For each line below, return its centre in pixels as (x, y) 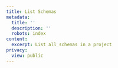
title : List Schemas (32, 12)
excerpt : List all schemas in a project (62, 45)
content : (17, 39)
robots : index (29, 34)
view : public (27, 56)
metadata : (18, 17)
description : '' (31, 28)
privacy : (17, 50)
